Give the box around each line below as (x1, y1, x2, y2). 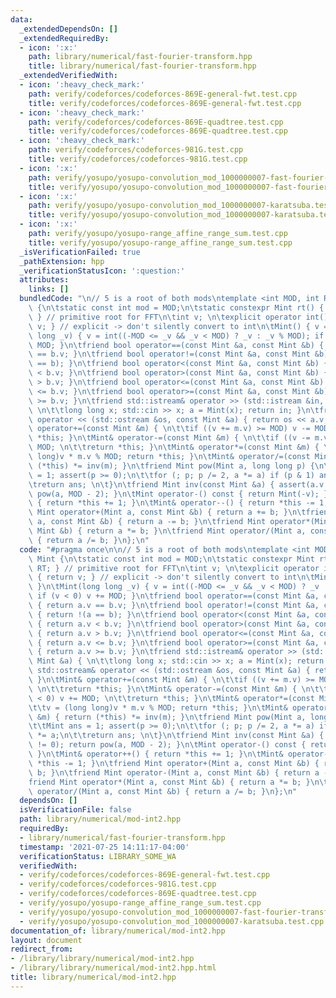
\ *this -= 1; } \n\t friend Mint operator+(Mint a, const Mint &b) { (28, 758, 320, 768)
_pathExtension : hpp (19, 256, 105, 266)
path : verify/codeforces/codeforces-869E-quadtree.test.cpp (28, 117, 284, 127)
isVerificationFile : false (19, 805, 132, 815)
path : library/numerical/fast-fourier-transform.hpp (28, 52, 253, 62)
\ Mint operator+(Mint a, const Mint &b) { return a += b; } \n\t (28, 507, 307, 518)
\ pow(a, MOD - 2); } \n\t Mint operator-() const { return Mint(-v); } (28, 489, 329, 499)
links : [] (28, 284, 70, 295)
